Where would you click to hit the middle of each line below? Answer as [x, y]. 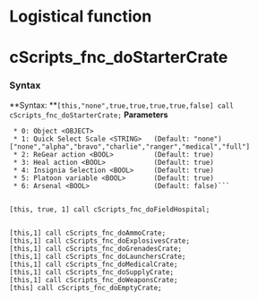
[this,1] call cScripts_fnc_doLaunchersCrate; [98, 256]
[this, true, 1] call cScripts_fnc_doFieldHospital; [110, 209]
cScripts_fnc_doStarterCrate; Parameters [89, 115]
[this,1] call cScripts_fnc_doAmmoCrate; [88, 233]
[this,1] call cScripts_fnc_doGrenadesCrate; [95, 248]
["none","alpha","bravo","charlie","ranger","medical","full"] [130, 146]
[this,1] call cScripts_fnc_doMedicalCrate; [94, 264]
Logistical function [81, 17]
